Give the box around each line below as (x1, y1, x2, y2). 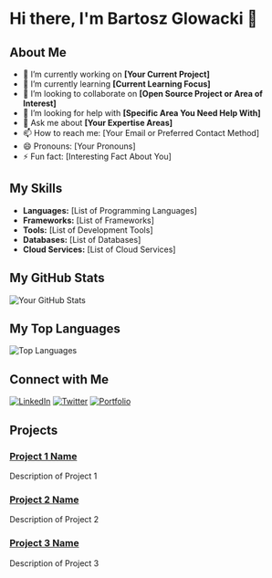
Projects (9, 422, 58, 437)
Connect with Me (9, 372, 110, 387)
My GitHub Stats (9, 270, 105, 286)
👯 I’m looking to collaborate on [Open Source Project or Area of (22, 89, 263, 99)
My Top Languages (9, 321, 121, 337)
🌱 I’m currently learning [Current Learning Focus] (22, 79, 212, 89)
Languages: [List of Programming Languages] (22, 205, 198, 215)
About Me (9, 45, 67, 60)
